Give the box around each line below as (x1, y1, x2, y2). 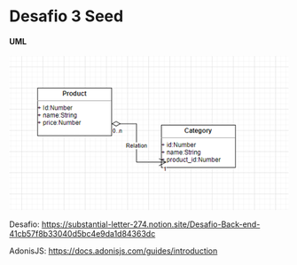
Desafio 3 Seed (9, 6, 124, 27)
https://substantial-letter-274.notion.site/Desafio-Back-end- (41, 219, 261, 230)
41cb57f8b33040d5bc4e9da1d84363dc (9, 229, 156, 239)
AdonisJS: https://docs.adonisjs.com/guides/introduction (9, 246, 218, 256)
